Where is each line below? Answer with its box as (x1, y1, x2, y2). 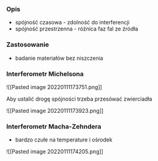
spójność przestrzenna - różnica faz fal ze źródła (15, 25, 139, 32)
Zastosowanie (6, 40, 50, 49)
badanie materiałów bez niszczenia (15, 54, 103, 62)
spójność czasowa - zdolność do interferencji (15, 19, 129, 26)
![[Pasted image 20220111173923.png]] (6, 107, 104, 114)
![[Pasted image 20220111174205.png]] (6, 148, 103, 156)
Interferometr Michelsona (6, 70, 84, 78)
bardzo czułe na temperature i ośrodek (15, 136, 112, 143)
